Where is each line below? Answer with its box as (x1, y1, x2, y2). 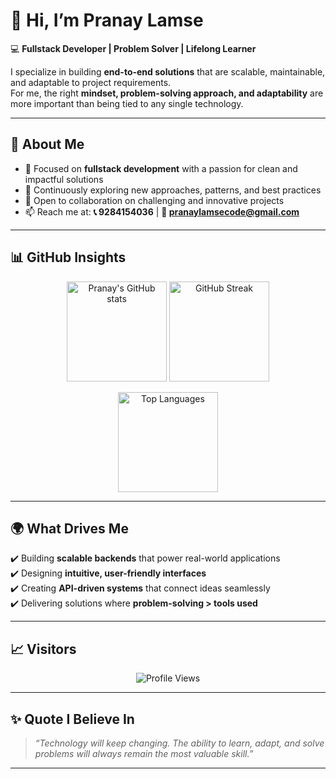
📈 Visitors (10, 640, 77, 658)
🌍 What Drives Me (10, 520, 129, 537)
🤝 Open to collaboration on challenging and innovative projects (24, 194, 285, 206)
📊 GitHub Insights (10, 249, 127, 266)
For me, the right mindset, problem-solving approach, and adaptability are (10, 87, 324, 99)
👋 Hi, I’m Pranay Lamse (10, 9, 204, 32)
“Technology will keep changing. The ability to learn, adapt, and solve (34, 737, 325, 749)
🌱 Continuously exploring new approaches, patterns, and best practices (24, 184, 322, 196)
